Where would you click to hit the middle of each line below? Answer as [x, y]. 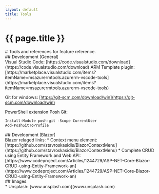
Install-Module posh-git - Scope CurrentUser [51, 121]
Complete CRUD [138, 150]
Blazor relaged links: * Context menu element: [51, 140]
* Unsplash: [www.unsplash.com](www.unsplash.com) [60, 187]
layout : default [21, 10]
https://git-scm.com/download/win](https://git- [88, 97]
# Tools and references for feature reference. [50, 52]
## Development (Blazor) [30, 135]
